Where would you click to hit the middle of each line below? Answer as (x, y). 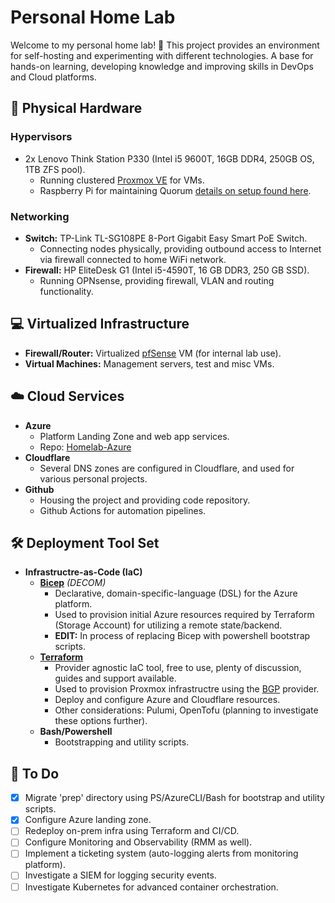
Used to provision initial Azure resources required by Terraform (184, 615)
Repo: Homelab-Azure (85, 447)
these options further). (101, 721)
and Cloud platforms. (53, 77)
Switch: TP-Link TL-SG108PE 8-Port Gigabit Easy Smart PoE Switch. (166, 238)
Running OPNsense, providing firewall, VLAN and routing (157, 280)
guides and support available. (115, 678)
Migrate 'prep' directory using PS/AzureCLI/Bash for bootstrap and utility (174, 798)
